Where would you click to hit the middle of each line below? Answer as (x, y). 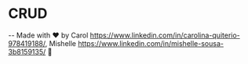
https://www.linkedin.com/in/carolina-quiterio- (165, 35)
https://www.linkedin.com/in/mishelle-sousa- (151, 43)
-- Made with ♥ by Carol (48, 35)
